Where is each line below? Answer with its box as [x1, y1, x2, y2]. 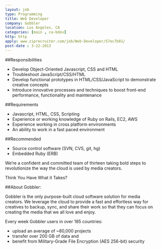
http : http [5, 35, 27, 39]
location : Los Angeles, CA [5, 25, 60, 30]
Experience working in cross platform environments [12, 121, 116, 127]
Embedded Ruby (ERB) [12, 151, 59, 156]
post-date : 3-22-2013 [5, 43, 51, 48]
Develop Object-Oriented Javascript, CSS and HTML [12, 66, 118, 72]
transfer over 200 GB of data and [12, 233, 79, 239]
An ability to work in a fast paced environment [12, 126, 105, 132]
